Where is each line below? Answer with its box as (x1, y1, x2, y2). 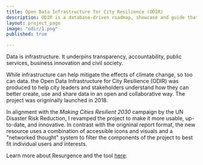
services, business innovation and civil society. (6, 60, 123, 67)
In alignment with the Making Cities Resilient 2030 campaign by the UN (6, 108, 184, 116)
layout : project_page (6, 20, 61, 26)
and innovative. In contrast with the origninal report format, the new (27, 121, 196, 128)
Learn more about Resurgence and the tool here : (6, 152, 127, 160)
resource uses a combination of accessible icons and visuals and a (6, 128, 173, 135)
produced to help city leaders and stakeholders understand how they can (6, 84, 189, 91)
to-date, (6, 121, 27, 128)
